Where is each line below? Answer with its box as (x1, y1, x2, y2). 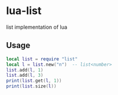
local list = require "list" (6, 56, 78, 62)
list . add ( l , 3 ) (6, 72, 44, 79)
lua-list (6, 4, 42, 18)
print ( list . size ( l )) (6, 83, 57, 89)
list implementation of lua (6, 23, 68, 30)
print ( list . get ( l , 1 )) (6, 78, 62, 84)
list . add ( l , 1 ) (6, 67, 44, 73)
